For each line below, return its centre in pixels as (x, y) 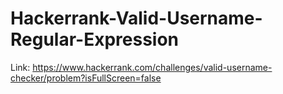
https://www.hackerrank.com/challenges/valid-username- (152, 67)
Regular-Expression (95, 39)
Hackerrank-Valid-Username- (136, 18)
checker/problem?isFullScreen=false (86, 78)
